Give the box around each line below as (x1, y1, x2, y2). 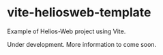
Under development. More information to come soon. (7, 40, 157, 48)
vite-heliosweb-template (7, 5, 151, 20)
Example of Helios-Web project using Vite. (7, 27, 126, 35)
